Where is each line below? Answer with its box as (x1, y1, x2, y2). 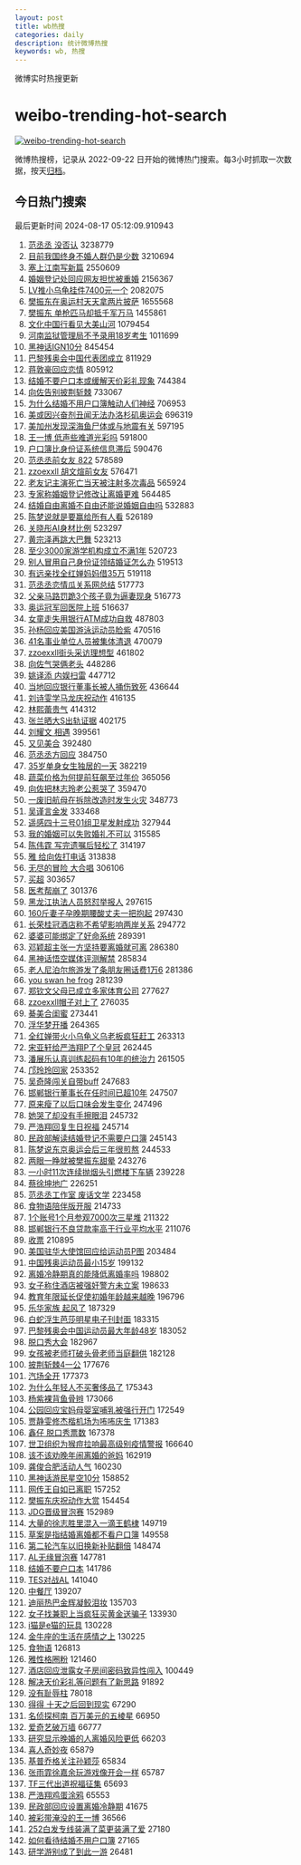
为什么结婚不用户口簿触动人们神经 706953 (27, 398, 186, 409)
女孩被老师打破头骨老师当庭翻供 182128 (27, 1348, 175, 1358)
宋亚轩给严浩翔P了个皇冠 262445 (27, 1041, 153, 1052)
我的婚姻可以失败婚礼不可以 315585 (27, 828, 161, 839)
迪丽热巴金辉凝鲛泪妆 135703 (27, 1597, 137, 1608)
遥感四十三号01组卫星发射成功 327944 (27, 817, 172, 827)
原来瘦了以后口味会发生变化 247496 (27, 1098, 163, 1109)
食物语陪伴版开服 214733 (27, 1200, 121, 1211)
